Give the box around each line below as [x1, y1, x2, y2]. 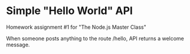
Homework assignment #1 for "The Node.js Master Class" [6, 23, 146, 31]
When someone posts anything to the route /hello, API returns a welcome [6, 35, 185, 42]
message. [6, 41, 30, 48]
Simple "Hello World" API [6, 4, 133, 18]
